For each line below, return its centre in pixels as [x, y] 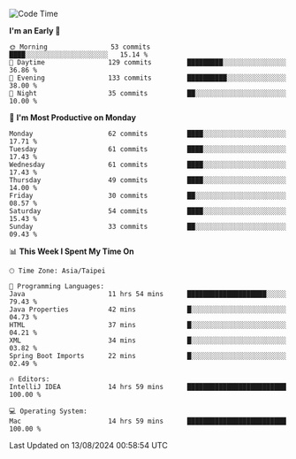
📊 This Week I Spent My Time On [72, 251]
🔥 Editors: [30, 379]
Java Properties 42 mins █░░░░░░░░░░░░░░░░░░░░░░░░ [148, 310]
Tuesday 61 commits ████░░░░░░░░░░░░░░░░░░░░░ [148, 149]
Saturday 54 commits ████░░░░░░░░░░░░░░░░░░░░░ [148, 211]
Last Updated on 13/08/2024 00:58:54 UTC [88, 445]
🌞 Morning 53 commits [80, 47]
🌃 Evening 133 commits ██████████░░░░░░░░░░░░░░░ [148, 78]
